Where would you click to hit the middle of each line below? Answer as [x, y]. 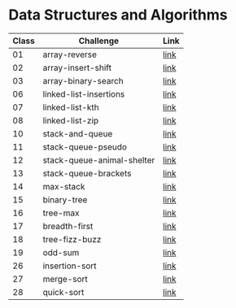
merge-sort [65, 279]
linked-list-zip [71, 120]
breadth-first [68, 226]
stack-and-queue [78, 133]
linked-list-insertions [84, 93]
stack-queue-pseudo [85, 146]
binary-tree [65, 199]
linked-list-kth [71, 107]
